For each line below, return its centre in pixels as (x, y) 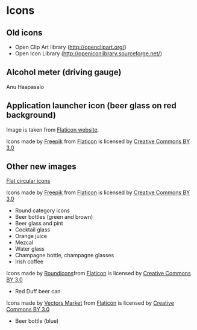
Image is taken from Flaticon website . (53, 129)
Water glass (30, 249)
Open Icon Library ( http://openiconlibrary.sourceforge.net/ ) (89, 53)
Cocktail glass (32, 230)
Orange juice (31, 236)
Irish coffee (29, 261)
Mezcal (24, 243)
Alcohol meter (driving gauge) (64, 72)
